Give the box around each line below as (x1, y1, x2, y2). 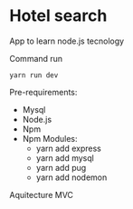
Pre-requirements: (9, 86, 78, 97)
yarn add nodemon (35, 172, 108, 183)
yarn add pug (35, 162, 87, 173)
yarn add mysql (35, 152, 95, 164)
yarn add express (35, 143, 101, 154)
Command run (9, 53, 63, 64)
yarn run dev (9, 70, 59, 80)
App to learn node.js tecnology (9, 35, 125, 46)
